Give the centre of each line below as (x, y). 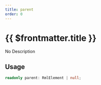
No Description (20, 51)
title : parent (19, 9)
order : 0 (14, 14)
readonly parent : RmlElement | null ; (43, 78)
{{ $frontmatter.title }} (51, 38)
